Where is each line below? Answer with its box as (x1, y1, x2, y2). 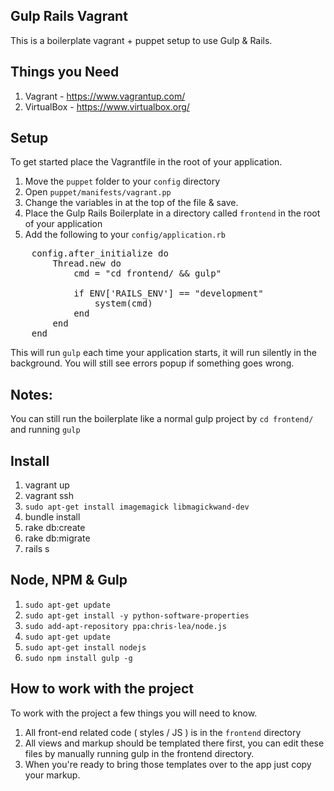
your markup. (24, 769, 81, 781)
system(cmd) (94, 298, 153, 309)
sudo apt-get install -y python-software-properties (24, 610, 250, 621)
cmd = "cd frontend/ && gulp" (73, 268, 222, 279)
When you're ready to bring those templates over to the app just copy (24, 758, 312, 770)
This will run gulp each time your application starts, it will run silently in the (10, 347, 317, 359)
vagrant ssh (24, 490, 75, 502)
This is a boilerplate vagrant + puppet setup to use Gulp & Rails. (10, 34, 273, 46)
